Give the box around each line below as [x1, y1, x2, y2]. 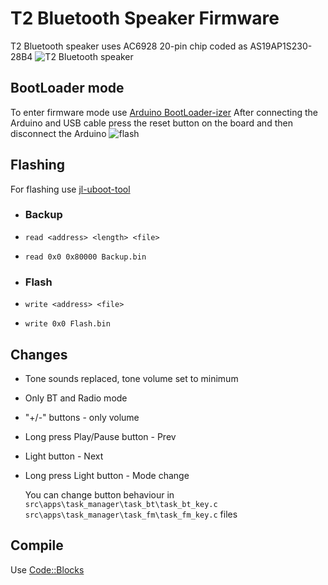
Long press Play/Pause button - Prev [24, 430, 177, 442]
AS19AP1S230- [249, 40, 313, 52]
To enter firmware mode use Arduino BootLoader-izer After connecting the [10, 106, 319, 118]
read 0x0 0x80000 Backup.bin [24, 252, 147, 262]
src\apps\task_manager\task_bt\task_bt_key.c [24, 499, 218, 509]
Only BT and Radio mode [24, 392, 128, 404]
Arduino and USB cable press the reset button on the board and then [10, 117, 293, 129]
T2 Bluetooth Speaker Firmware [10, 7, 280, 30]
